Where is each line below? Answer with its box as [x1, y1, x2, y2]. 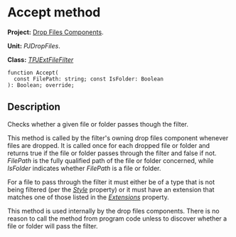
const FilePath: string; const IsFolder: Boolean [14, 75, 163, 83]
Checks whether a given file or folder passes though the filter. [7, 120, 189, 128]
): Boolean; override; [7, 81, 75, 89]
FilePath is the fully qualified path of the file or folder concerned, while [7, 156, 214, 164]
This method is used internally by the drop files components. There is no [7, 206, 220, 215]
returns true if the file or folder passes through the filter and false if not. [7, 149, 217, 157]
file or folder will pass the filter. [7, 221, 98, 230]
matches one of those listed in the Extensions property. [7, 193, 169, 201]
